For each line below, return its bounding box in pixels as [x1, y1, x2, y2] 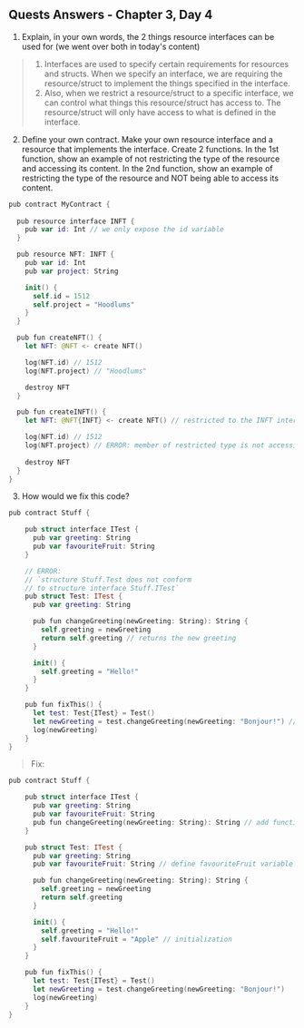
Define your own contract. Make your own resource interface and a [21, 133, 274, 144]
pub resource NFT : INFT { [16, 250, 115, 259]
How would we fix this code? [21, 491, 130, 502]
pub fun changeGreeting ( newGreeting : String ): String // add [32, 818, 270, 827]
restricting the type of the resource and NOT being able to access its [21, 172, 279, 183]
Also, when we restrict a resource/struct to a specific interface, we [44, 87, 294, 98]
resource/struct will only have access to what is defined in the [44, 106, 277, 117]
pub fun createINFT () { [16, 407, 106, 416]
